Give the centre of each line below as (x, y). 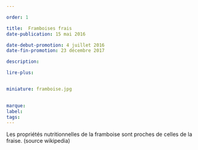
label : (15, 111)
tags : (13, 117)
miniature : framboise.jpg (39, 89)
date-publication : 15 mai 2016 (46, 34)
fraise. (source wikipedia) (38, 141)
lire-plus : (20, 73)
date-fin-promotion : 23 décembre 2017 (55, 51)
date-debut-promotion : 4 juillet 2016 (55, 45)
